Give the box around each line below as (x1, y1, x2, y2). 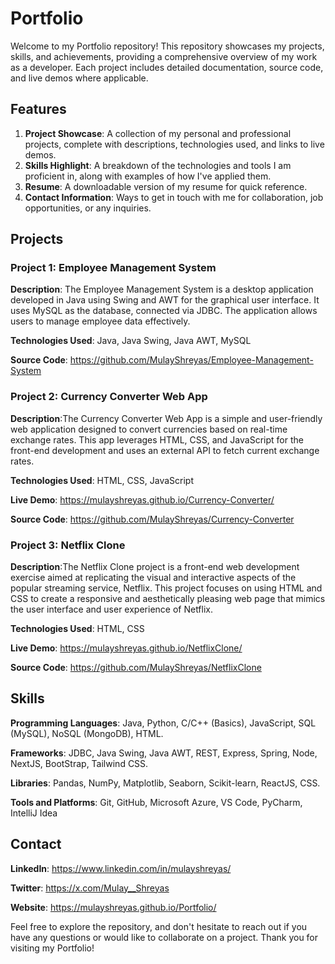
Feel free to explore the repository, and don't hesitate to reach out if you (10, 920, 308, 932)
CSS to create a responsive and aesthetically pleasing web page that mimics (10, 593, 326, 605)
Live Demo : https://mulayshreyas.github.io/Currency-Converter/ (10, 493, 275, 506)
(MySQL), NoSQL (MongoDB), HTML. (10, 727, 164, 739)
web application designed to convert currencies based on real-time (10, 423, 288, 435)
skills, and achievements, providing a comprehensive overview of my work (10, 50, 318, 62)
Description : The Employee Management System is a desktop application (10, 283, 314, 296)
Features (10, 101, 67, 118)
